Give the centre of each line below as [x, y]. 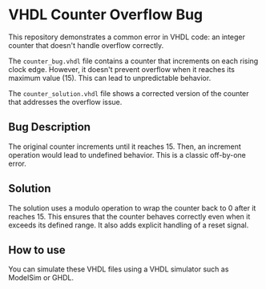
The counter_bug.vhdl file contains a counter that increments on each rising [133, 61]
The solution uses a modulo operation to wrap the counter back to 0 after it [132, 208]
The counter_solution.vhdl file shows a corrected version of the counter [129, 93]
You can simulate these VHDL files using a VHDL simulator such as [119, 269]
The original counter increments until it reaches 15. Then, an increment [125, 147]
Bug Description [49, 127]
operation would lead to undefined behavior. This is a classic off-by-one [127, 155]
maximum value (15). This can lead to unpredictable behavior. [110, 78]
